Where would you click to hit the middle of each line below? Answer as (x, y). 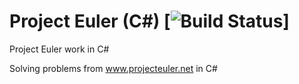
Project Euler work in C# (59, 49)
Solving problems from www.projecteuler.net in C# (113, 68)
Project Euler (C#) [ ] (149, 21)
